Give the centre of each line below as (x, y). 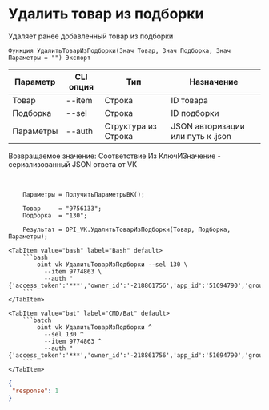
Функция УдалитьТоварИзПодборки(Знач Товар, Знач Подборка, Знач (119, 50)
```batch (37, 320)
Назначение (214, 82)
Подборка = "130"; (55, 215)
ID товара (189, 100)
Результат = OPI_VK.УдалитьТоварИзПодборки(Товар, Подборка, (126, 229)
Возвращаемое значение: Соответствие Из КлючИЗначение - (115, 156)
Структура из (131, 126)
